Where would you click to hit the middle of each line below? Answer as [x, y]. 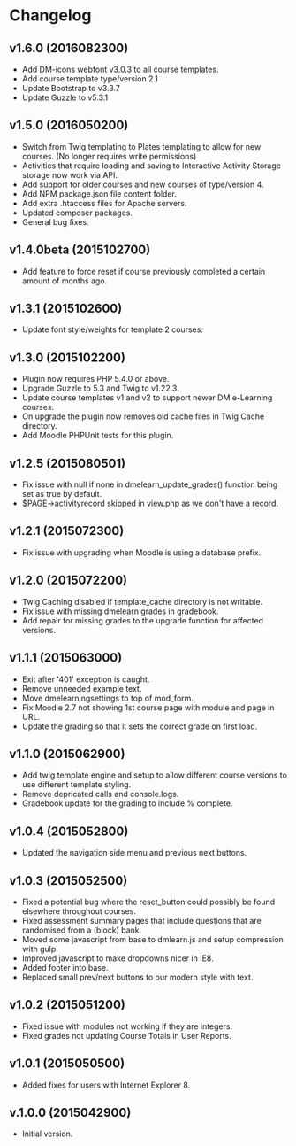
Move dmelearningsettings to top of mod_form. [108, 698]
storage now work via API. [69, 174]
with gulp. [40, 949]
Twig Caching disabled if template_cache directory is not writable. [142, 601]
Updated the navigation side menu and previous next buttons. [134, 853]
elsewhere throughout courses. [79, 911]
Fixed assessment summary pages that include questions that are [142, 920]
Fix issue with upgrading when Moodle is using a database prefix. [141, 552]
